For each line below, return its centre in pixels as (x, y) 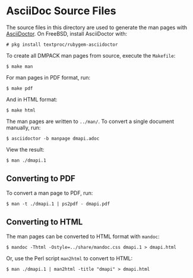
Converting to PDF (41, 179)
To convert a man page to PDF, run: (50, 193)
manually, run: (23, 127)
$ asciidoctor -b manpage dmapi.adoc (53, 138)
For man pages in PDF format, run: (48, 77)
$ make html (21, 110)
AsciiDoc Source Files (61, 11)
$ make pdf (20, 88)
